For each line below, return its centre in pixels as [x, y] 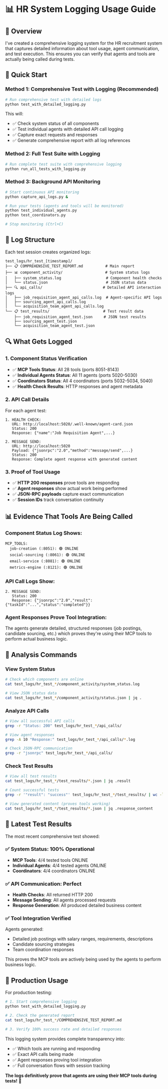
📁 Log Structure [30, 240]
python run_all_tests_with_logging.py [45, 169]
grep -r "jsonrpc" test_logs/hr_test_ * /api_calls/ [59, 753]
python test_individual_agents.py [41, 211]
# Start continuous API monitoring [42, 192]
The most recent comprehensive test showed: [52, 836]
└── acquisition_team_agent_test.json [54, 326]
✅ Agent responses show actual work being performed [70, 489]
